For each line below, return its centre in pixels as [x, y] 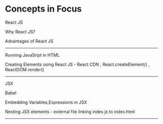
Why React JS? [20, 31]
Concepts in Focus [43, 9]
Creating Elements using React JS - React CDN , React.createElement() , [77, 64]
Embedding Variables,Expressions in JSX [46, 102]
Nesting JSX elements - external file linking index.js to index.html [70, 111]
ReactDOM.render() [25, 69]
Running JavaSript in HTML [32, 55]
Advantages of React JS [29, 41]
